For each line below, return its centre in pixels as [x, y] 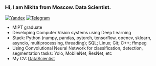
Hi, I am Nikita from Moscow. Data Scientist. [58, 7]
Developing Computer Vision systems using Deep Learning [71, 33]
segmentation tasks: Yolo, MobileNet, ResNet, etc [62, 53]
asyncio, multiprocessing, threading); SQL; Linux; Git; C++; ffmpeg [79, 43]
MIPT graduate [27, 27]
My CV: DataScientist [33, 59]
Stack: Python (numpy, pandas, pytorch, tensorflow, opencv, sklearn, [82, 38]
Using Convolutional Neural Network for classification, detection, [78, 48]
